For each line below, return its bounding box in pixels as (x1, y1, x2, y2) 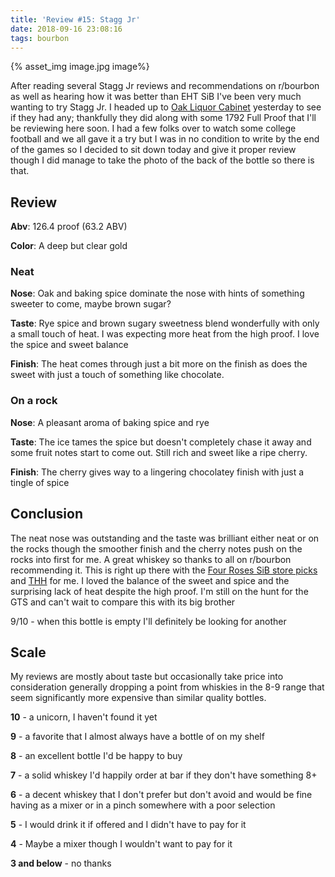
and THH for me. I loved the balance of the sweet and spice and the (10, 574, 290, 586)
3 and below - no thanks (10, 857, 112, 870)
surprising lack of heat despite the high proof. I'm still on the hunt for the (10, 585, 309, 597)
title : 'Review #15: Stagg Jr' (10, 14, 141, 25)
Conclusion (10, 506, 84, 523)
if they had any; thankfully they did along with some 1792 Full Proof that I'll (10, 112, 317, 124)
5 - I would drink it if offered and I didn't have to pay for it (10, 819, 247, 831)
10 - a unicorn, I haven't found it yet (10, 711, 158, 723)
